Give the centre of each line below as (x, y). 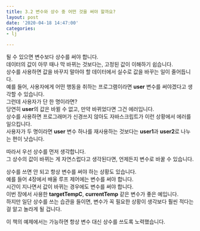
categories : (21, 28)
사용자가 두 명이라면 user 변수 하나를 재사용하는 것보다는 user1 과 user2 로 (93, 131)
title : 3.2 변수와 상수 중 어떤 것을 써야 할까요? (61, 12)
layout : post (22, 17)
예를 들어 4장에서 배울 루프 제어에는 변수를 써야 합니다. (70, 179)
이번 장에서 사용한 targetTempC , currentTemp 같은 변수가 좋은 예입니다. (93, 194)
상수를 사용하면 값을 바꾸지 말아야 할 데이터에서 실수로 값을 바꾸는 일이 (88, 72)
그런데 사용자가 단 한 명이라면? (42, 101)
